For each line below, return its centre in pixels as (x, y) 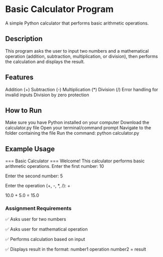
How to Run (24, 110)
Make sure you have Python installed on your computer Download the (77, 122)
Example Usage (30, 149)
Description (24, 39)
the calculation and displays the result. (45, 62)
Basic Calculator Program (59, 9)
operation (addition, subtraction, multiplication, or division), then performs (81, 56)
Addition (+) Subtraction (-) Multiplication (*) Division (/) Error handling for (82, 89)
